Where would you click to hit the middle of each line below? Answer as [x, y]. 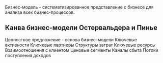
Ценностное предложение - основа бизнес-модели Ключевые [71, 39]
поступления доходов [28, 55]
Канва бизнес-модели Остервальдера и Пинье [81, 28]
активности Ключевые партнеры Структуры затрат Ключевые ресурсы [80, 45]
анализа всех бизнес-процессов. [40, 12]
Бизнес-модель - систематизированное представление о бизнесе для [79, 7]
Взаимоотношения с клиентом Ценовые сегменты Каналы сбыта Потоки [82, 50]
